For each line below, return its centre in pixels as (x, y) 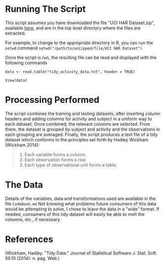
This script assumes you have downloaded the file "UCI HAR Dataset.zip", (80, 23)
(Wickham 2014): (22, 145)
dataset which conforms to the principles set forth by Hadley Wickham (77, 139)
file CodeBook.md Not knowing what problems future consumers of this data (81, 203)
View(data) (16, 80)
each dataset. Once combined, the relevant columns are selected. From (78, 124)
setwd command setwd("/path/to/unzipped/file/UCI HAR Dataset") (74, 48)
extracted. (16, 33)
